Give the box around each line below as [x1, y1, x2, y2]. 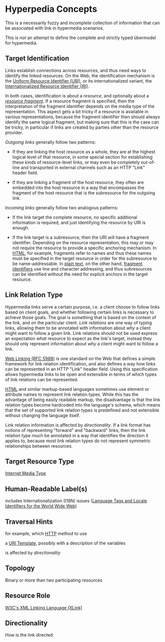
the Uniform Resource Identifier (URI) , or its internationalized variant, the [5, 78, 152, 84]
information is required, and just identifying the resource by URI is [12, 219, 146, 226]
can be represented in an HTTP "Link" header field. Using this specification [5, 366, 158, 372]
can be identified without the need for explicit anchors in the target [12, 271, 148, 277]
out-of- [140, 159, 156, 165]
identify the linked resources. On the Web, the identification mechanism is [5, 73, 155, 79]
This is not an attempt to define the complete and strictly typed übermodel [5, 35, 156, 41]
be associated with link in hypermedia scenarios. [5, 25, 104, 31]
